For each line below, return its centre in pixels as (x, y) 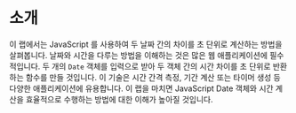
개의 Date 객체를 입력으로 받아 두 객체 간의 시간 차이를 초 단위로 (161, 66)
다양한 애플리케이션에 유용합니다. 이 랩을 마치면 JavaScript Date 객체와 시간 (141, 88)
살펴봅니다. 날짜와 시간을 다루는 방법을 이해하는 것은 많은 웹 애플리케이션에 (139, 55)
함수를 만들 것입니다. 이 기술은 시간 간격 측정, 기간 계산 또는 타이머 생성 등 (153, 77)
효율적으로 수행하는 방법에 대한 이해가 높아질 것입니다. (119, 99)
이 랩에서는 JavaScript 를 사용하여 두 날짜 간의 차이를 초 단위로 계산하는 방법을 (146, 44)
